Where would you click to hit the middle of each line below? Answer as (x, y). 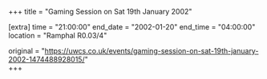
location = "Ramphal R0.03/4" (58, 36)
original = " (27, 51)
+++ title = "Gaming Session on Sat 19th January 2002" (100, 12)
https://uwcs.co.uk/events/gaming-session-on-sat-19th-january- (152, 51)
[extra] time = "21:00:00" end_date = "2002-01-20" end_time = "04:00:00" (132, 27)
